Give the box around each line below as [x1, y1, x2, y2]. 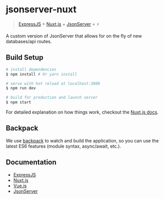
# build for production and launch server [6, 95, 98, 100]
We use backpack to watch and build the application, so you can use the [6, 137, 159, 143]
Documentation [6, 158, 57, 167]
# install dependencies [6, 67, 57, 72]
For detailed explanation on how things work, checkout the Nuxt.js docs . [6, 109, 159, 115]
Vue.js [13, 183, 27, 189]
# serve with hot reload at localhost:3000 [6, 81, 100, 86]
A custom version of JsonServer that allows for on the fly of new [6, 32, 142, 39]
